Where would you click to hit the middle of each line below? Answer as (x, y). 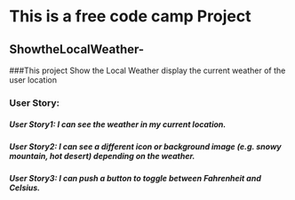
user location (33, 80)
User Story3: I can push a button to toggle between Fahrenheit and (136, 179)
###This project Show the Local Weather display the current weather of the (147, 70)
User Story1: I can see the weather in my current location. (118, 124)
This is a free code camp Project (130, 16)
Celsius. (25, 188)
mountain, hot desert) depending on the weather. (102, 156)
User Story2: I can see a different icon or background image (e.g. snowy (145, 146)
